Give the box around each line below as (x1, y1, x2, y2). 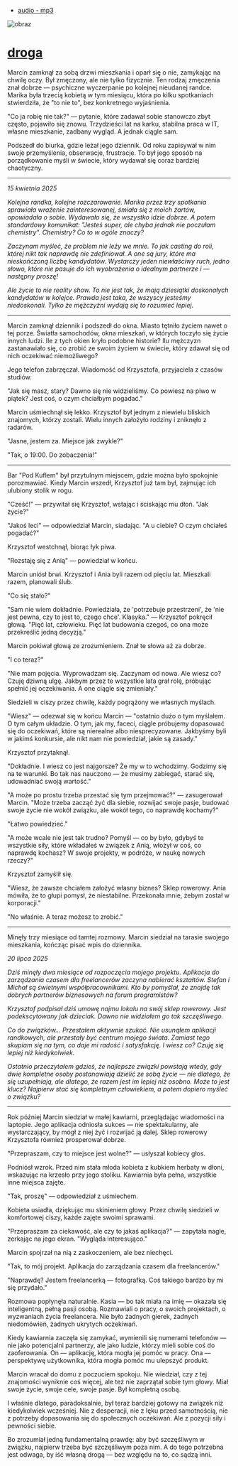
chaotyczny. (7, 163, 43, 172)
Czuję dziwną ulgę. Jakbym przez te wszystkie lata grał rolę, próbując (7, 677, 212, 685)
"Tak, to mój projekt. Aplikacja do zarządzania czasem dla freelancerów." (7, 1261, 220, 1271)
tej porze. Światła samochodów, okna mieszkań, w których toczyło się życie (7, 328, 229, 337)
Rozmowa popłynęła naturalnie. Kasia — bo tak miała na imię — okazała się (7, 1297, 227, 1305)
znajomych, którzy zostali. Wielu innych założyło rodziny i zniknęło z (7, 415, 207, 424)
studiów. (7, 372, 32, 381)
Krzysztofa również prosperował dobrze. (7, 1135, 126, 1143)
